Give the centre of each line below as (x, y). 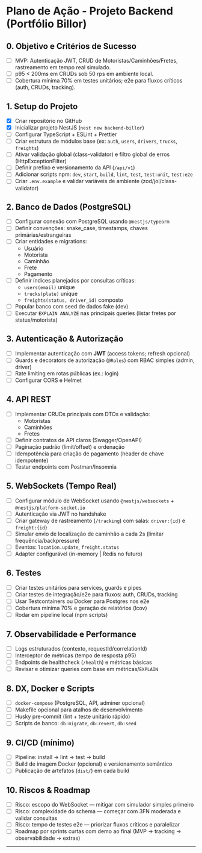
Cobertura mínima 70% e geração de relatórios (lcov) (81, 608)
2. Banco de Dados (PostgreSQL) (69, 207)
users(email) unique (49, 287)
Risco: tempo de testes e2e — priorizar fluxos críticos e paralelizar (97, 825)
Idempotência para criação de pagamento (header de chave (89, 454)
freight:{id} (31, 528)
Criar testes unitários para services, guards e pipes (78, 587)
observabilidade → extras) (47, 838)
